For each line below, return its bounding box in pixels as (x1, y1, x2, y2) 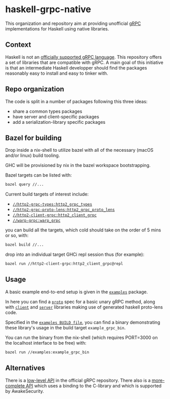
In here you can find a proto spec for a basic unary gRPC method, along (5, 298, 155, 305)
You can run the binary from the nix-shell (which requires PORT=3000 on (5, 334, 158, 341)
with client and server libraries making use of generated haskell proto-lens (5, 304, 163, 310)
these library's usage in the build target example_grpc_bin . (5, 324, 126, 330)
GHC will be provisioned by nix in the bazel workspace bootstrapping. (5, 162, 151, 169)
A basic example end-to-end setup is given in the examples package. (5, 288, 148, 295)
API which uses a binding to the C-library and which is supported (26, 382, 162, 389)
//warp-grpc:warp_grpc (12, 218, 61, 223)
